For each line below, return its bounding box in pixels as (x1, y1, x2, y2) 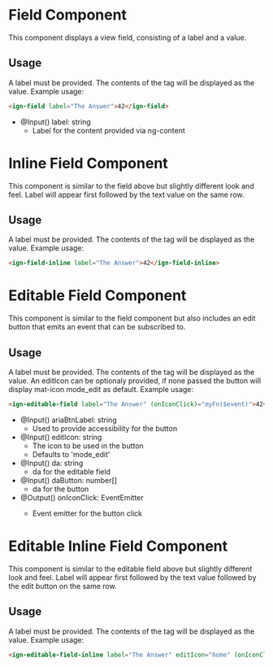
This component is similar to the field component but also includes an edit (8, 313, 256, 323)
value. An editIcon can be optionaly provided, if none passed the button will (8, 376, 262, 386)
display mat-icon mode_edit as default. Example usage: (8, 385, 193, 394)
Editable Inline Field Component (8, 537, 228, 556)
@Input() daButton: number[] (19, 475, 118, 485)
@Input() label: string (19, 116, 91, 127)
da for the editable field (32, 466, 111, 477)
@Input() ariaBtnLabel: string (19, 415, 117, 425)
